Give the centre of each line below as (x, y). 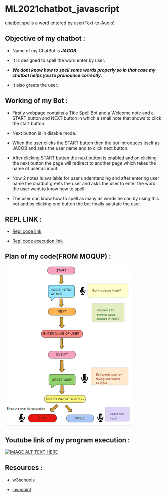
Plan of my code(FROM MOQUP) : (58, 256)
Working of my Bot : (37, 101)
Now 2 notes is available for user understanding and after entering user (86, 178)
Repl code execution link (38, 241)
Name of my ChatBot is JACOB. (45, 50)
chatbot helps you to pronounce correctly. (57, 75)
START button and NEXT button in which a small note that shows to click (86, 118)
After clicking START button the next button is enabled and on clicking (84, 158)
